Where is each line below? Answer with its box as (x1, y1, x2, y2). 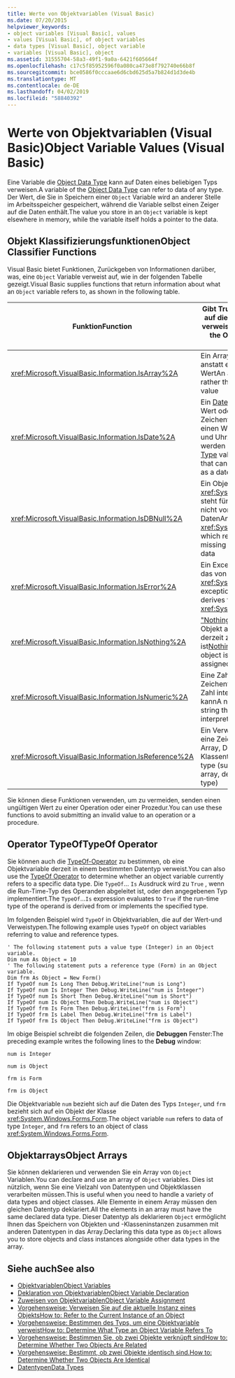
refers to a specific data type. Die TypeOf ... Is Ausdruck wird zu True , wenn (7, 879, 225, 888)
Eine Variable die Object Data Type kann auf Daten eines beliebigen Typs (7, 178, 218, 186)
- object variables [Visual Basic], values (7, 29, 136, 37)
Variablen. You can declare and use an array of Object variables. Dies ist (7, 1176, 213, 1184)
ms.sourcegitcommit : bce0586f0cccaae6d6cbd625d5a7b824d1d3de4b (7, 69, 196, 76)
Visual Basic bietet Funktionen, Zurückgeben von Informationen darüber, (7, 265, 216, 273)
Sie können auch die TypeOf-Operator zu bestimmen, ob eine (7, 857, 185, 865)
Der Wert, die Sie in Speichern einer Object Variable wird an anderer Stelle (7, 193, 222, 201)
